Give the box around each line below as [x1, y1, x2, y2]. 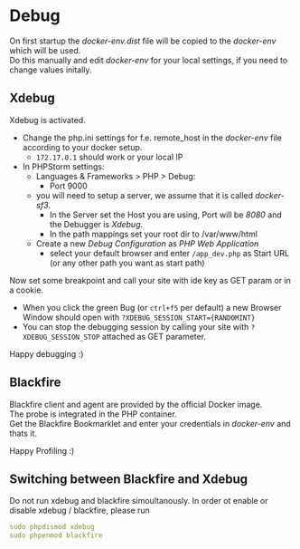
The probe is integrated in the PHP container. [9, 409, 178, 419]
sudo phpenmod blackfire [9, 531, 103, 540]
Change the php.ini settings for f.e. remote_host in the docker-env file [22, 132, 282, 143]
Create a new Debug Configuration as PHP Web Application [35, 237, 259, 249]
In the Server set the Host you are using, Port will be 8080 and [49, 209, 282, 220]
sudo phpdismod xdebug [9, 523, 95, 532]
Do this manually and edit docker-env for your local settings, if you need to [9, 54, 287, 65]
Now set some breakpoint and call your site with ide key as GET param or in [9, 274, 292, 285]
